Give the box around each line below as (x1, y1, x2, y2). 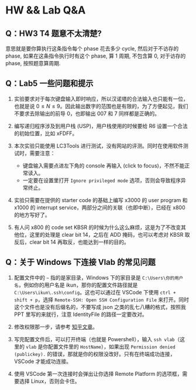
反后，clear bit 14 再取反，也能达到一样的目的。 (13, 238, 129, 246)
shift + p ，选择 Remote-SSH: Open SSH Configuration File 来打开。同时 (13, 296, 190, 303)
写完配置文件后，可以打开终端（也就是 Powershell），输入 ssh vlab (13, 335, 175, 342)
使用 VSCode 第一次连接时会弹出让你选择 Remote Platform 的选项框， (13, 370, 183, 377)
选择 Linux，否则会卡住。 (19, 377, 80, 385)
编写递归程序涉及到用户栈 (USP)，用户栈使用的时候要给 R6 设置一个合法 (13, 122, 188, 129)
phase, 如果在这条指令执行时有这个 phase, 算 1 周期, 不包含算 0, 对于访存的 (5, 52, 186, 59)
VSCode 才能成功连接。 (13, 358, 71, 365)
